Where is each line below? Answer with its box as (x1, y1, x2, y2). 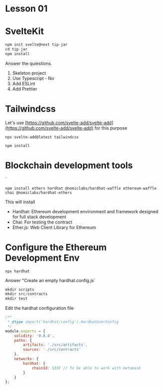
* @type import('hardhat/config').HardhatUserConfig (7, 319, 119, 324)
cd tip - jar (5, 47, 28, 52)
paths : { (14, 338, 32, 343)
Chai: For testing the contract (12, 219, 73, 225)
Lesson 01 (5, 3, 48, 14)
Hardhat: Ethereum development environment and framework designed (12, 208, 159, 214)
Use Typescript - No (12, 75, 55, 81)
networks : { (14, 356, 39, 362)
